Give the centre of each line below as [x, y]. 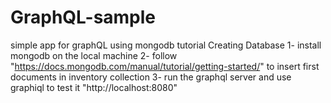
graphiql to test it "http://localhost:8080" [94, 87]
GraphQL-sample [83, 17]
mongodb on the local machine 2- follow [94, 55]
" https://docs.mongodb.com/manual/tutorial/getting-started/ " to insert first [165, 66]
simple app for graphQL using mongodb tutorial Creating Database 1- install [166, 45]
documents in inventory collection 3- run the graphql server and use [151, 77]
